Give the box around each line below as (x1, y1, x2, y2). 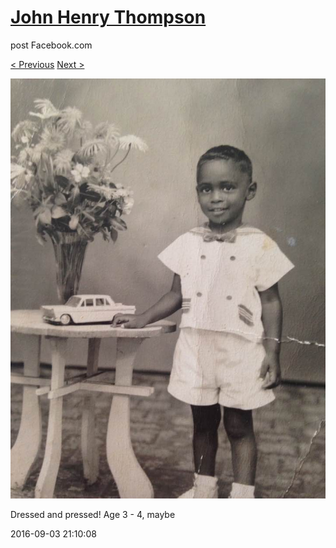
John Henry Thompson (10, 6, 207, 29)
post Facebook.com (10, 39, 93, 51)
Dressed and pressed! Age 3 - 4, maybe (10, 508, 176, 520)
